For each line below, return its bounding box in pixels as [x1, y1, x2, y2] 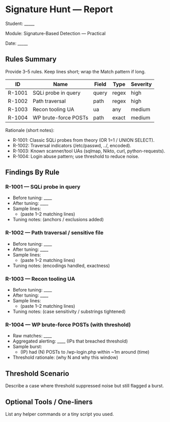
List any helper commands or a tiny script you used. [5, 411, 114, 417]
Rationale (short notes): [5, 127, 54, 133]
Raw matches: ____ [12, 333, 52, 339]
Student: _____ [5, 20, 35, 27]
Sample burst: [12, 344, 42, 350]
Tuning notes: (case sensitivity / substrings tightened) [12, 308, 126, 314]
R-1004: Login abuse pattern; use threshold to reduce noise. [12, 153, 139, 159]
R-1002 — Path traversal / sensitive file [5, 229, 104, 236]
